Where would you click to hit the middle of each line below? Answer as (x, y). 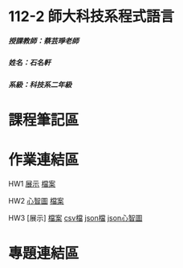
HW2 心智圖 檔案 (36, 200)
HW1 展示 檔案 (32, 183)
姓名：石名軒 (29, 63)
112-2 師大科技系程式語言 (91, 16)
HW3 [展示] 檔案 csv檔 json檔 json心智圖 (75, 217)
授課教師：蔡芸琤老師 (43, 40)
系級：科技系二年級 (40, 85)
